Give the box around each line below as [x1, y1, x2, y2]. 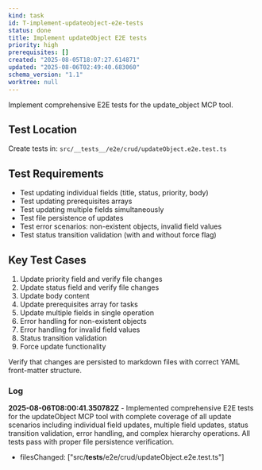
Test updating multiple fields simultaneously [19, 205, 164, 214]
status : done [8, 26, 52, 34]
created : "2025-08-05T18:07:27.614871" [8, 56, 141, 64]
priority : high [8, 41, 59, 49]
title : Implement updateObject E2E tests [8, 33, 148, 42]
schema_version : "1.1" [8, 71, 83, 79]
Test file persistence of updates [19, 214, 124, 223]
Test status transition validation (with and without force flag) [19, 230, 217, 240]
